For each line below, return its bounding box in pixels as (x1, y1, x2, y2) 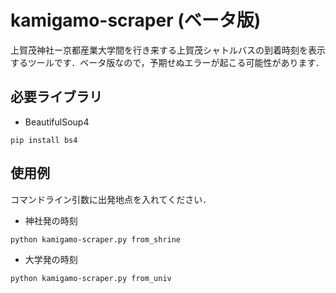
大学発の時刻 (24, 253, 78, 265)
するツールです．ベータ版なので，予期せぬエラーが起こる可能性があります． (10, 56, 325, 68)
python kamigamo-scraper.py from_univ (10, 273, 172, 283)
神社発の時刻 (24, 214, 78, 226)
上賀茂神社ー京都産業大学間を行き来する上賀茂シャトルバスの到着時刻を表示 (10, 44, 326, 56)
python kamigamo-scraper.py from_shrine (10, 234, 182, 245)
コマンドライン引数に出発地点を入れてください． (10, 193, 212, 205)
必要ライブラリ (10, 89, 103, 106)
